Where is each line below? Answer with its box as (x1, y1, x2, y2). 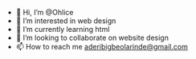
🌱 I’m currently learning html (15, 25, 110, 33)
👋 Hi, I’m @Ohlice (15, 8, 74, 17)
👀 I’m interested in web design (15, 16, 116, 26)
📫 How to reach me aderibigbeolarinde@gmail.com (15, 42, 189, 51)
